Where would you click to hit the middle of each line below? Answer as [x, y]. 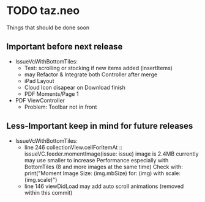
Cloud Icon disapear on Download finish [75, 87]
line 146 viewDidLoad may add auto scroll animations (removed [104, 186]
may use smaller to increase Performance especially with [96, 160]
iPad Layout [39, 81]
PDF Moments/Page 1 [51, 94]
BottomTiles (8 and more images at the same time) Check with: [104, 167]
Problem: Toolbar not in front [61, 107]
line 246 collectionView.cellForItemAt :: [73, 147]
